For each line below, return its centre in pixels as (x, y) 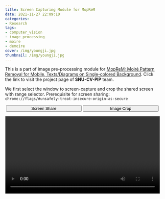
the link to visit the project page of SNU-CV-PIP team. (59, 79)
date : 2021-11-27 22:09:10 (33, 14)
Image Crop (121, 109)
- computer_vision (24, 32)
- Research (16, 23)
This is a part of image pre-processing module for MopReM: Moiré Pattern (80, 69)
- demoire (15, 46)
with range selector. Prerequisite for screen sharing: (58, 94)
